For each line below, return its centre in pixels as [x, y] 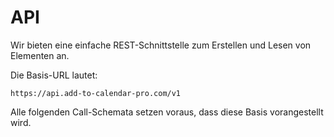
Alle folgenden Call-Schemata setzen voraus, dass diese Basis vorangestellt [167, 112]
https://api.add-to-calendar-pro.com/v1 [96, 93]
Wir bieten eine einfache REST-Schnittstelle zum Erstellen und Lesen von [161, 45]
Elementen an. [40, 55]
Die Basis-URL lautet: [54, 75]
